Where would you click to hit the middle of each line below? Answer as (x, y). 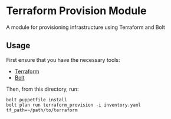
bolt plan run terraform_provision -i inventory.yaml (74, 105)
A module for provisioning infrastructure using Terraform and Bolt (85, 27)
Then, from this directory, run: (42, 89)
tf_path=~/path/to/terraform (42, 110)
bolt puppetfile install (37, 100)
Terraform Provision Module (76, 11)
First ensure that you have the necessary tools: (63, 59)
